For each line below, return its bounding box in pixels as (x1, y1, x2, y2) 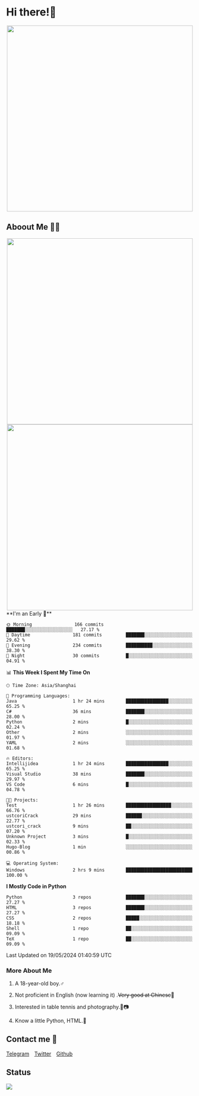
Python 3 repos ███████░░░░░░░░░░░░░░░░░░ (6, 894, 193, 900)
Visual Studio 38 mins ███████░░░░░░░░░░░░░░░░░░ (6, 771, 193, 777)
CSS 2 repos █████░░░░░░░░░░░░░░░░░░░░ (6, 915, 193, 921)
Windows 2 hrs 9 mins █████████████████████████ (6, 867, 193, 873)
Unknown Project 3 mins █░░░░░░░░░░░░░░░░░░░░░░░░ (6, 833, 193, 839)
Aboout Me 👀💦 (6, 222, 61, 232)
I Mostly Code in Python (6, 882, 67, 889)
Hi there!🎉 (6, 5, 56, 19)
